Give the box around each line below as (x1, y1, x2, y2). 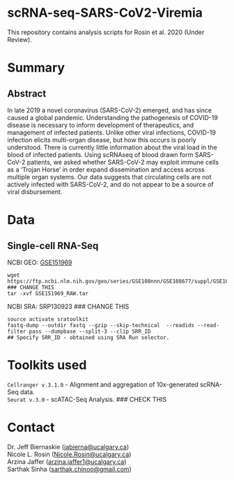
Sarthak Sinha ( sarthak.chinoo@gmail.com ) (7, 465, 132, 473)
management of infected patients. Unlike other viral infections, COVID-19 (7, 128, 216, 137)
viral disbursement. (7, 187, 63, 196)
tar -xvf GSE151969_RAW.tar (7, 290, 89, 297)
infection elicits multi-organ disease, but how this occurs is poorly (7, 135, 196, 144)
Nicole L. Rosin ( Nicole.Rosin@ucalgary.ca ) (7, 450, 132, 458)
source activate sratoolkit (7, 315, 89, 322)
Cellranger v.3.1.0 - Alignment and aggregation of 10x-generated (7, 380, 198, 389)
